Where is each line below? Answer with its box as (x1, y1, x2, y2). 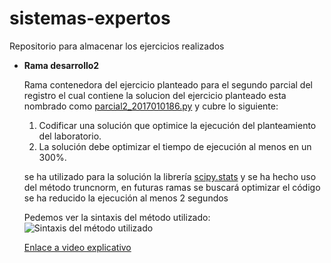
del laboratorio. (38, 130, 102, 142)
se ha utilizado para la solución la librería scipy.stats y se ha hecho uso (23, 170, 317, 182)
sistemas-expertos (9, 7, 171, 30)
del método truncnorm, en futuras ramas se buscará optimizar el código (23, 181, 321, 193)
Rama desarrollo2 (23, 59, 100, 71)
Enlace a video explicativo (23, 241, 132, 253)
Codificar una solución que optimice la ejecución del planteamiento (38, 119, 317, 131)
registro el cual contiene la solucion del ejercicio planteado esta (23, 89, 287, 101)
